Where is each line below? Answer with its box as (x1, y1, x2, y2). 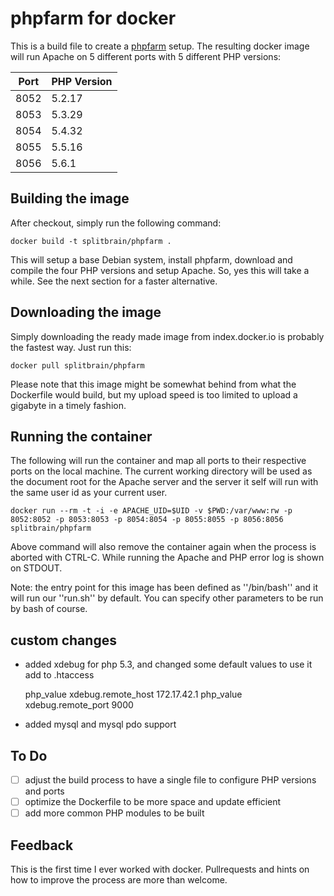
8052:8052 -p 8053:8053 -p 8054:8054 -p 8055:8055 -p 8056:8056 (10, 515, 284, 525)
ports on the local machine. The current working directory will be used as (10, 465, 313, 477)
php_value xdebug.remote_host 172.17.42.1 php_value (24, 688, 243, 701)
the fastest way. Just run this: (10, 341, 132, 353)
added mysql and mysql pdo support (24, 718, 177, 731)
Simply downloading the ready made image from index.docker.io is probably (10, 330, 325, 342)
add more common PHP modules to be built (24, 807, 205, 819)
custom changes (10, 632, 117, 649)
